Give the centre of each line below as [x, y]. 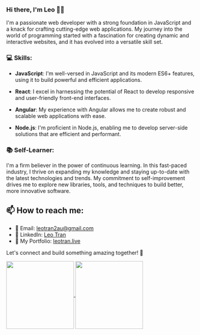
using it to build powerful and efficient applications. [78, 80]
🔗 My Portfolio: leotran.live [48, 241]
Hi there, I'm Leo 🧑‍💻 [35, 10]
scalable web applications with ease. [60, 116]
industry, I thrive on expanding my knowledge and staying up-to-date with [98, 172]
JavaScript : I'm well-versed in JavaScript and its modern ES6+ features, [105, 73]
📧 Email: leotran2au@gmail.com [54, 228]
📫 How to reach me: [45, 211]
